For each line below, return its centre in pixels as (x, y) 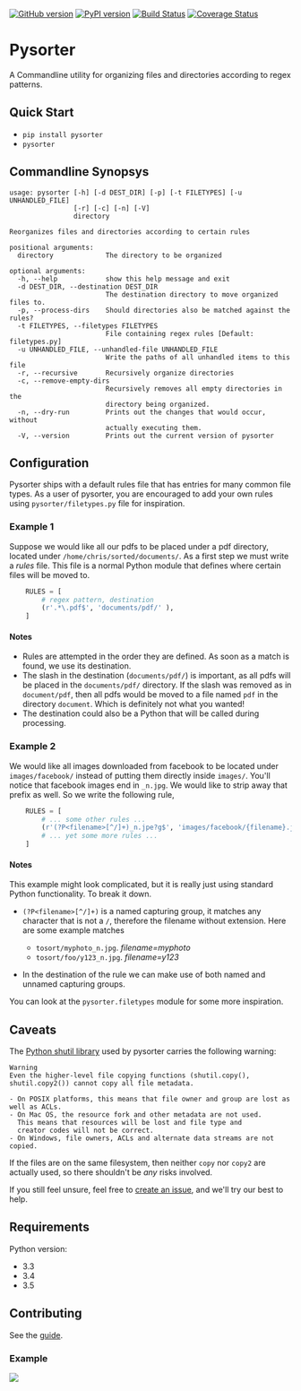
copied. (24, 1146)
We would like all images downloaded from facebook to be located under (144, 765)
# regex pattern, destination (98, 600)
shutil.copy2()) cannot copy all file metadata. (102, 1084)
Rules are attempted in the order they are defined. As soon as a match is (155, 657)
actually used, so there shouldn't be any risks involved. (111, 1172)
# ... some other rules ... (94, 819)
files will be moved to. (50, 575)
